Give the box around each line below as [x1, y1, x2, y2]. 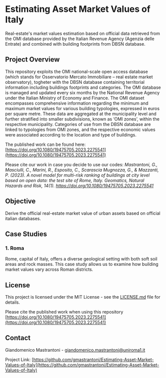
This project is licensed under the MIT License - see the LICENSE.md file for [5, 294, 161, 300]
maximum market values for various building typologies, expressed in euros [5, 105, 160, 111]
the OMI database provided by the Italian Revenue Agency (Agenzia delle [5, 36, 155, 42]
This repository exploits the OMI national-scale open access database [5, 68, 148, 74]
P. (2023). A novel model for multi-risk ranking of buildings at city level [5, 172, 150, 178]
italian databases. [5, 215, 41, 221]
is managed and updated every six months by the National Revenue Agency [5, 89, 160, 95]
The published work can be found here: [5, 141, 86, 147]
